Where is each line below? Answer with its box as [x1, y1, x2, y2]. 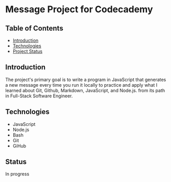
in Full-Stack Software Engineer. [5, 93, 73, 99]
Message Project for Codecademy [5, 4, 153, 15]
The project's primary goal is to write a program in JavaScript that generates [5, 76, 166, 83]
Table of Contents [5, 24, 64, 33]
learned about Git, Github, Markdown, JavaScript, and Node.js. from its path [5, 87, 165, 93]
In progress [5, 171, 30, 177]
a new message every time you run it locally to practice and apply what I [5, 82, 158, 88]
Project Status [12, 48, 42, 54]
